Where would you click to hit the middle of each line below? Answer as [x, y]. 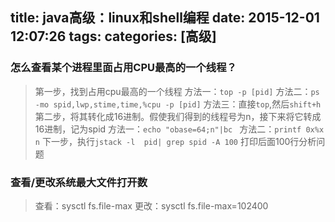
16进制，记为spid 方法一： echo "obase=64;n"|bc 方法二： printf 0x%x [179, 129]
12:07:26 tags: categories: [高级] [113, 36]
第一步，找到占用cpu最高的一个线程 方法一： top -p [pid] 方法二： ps [177, 91]
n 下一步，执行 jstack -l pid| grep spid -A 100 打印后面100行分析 [175, 141]
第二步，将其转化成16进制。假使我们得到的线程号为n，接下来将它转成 [178, 116]
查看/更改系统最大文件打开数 [79, 182]
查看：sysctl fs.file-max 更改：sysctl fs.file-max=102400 [151, 205]
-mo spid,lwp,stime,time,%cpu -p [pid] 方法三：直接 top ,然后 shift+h [178, 104]
